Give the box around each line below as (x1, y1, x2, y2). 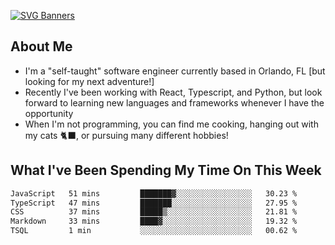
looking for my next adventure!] (24, 75, 155, 87)
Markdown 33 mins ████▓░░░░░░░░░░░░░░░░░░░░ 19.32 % (10, 216, 298, 227)
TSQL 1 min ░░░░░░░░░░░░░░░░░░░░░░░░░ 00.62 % (10, 226, 298, 236)
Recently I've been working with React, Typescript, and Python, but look (24, 86, 323, 98)
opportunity (24, 107, 74, 119)
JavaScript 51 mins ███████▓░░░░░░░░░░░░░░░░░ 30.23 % (10, 188, 298, 199)
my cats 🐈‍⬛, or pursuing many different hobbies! (24, 129, 229, 141)
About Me (10, 38, 73, 55)
